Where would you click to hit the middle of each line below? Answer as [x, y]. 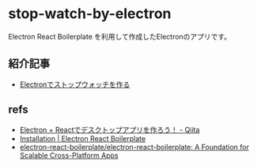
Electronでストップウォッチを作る [75, 84]
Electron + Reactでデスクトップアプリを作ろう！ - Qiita [110, 129]
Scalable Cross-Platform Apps [69, 155]
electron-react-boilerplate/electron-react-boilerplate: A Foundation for [134, 147]
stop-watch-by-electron [90, 14]
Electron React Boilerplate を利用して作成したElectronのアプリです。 [120, 36]
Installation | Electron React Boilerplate [83, 138]
